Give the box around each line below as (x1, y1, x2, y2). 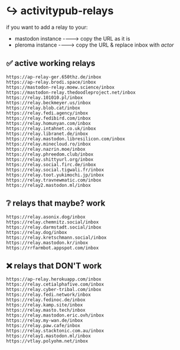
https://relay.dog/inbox (6, 229, 67, 235)
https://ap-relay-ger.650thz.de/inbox (6, 74, 102, 80)
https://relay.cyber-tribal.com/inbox (6, 287, 102, 293)
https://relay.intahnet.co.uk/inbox (6, 126, 96, 131)
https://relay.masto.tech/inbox (6, 308, 86, 313)
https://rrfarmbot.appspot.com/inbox (6, 245, 99, 251)
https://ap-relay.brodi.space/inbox (6, 79, 96, 85)
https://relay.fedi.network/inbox (6, 292, 91, 298)
